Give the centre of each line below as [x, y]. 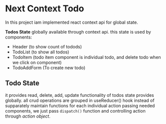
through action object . [28, 116]
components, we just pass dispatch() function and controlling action [75, 111]
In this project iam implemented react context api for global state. [72, 22]
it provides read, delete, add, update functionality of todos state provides [80, 95]
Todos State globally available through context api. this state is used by [78, 32]
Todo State [22, 83]
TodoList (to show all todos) [41, 52]
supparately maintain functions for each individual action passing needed [80, 105]
